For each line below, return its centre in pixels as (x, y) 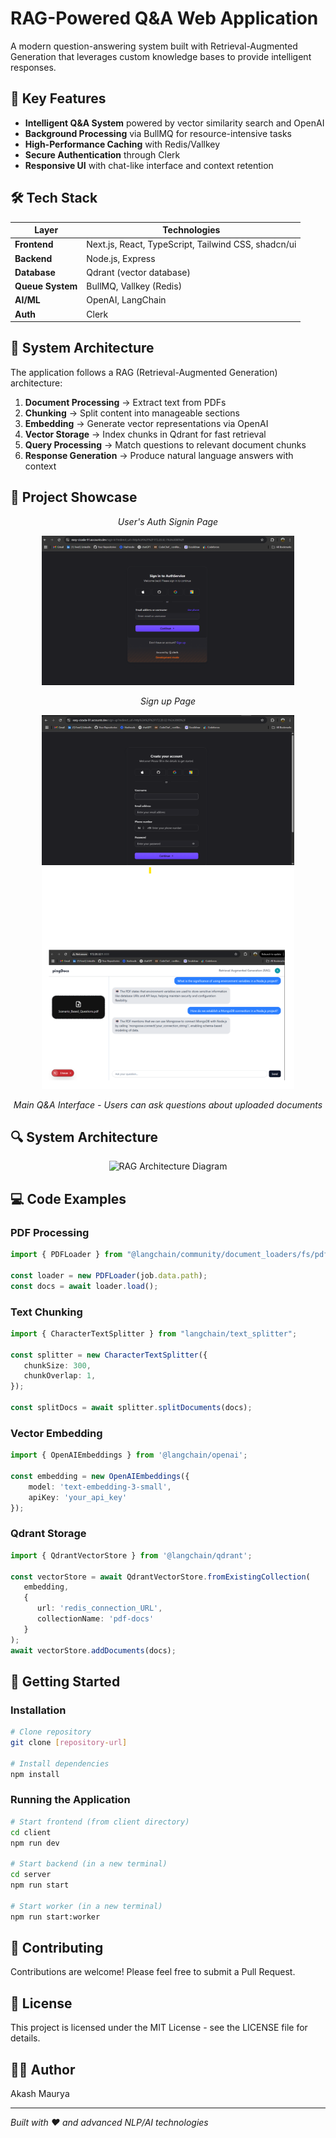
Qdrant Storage (48, 1534)
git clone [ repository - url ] (69, 1743)
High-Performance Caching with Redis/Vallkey (122, 144)
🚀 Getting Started (65, 1681)
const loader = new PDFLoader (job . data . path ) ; (109, 1275)
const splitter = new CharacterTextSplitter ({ (109, 1355)
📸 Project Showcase (74, 497)
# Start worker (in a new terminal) (86, 1906)
